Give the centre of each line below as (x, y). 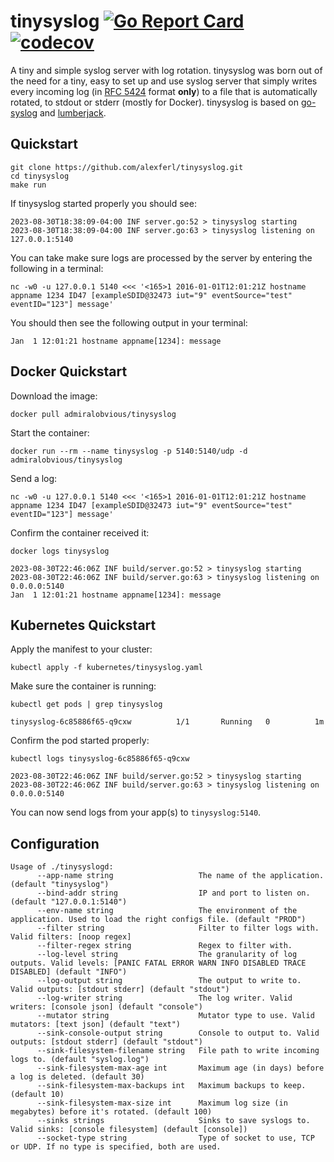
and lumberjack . (73, 112)
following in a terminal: (57, 268)
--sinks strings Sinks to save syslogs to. (173, 1121)
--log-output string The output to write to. (169, 981)
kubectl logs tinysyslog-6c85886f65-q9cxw (100, 759)
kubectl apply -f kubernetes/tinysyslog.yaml (106, 668)
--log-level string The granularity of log (167, 955)
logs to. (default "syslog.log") (80, 1060)
